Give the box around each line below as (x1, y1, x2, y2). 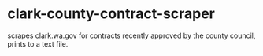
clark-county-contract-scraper (7, 5, 216, 23)
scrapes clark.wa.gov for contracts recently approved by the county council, (7, 31, 256, 40)
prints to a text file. (7, 39, 69, 48)
